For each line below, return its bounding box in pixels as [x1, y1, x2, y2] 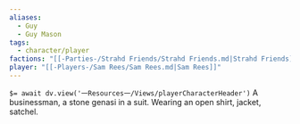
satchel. [9, 106, 38, 117]
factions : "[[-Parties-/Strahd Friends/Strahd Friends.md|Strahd [9, 54, 257, 63]
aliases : [9, 12, 42, 22]
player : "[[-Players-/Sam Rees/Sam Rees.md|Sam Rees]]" [9, 63, 221, 72]
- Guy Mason [17, 29, 62, 38]
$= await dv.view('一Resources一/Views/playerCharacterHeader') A [9, 87, 259, 98]
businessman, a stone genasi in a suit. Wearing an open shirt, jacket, [9, 96, 262, 107]
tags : [9, 37, 29, 47]
